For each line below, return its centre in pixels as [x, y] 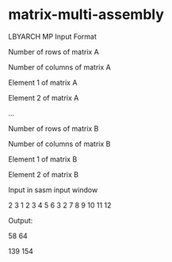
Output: [21, 220]
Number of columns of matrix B [59, 143]
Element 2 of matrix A [44, 97]
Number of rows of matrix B [54, 128]
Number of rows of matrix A [54, 51]
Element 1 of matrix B [43, 159]
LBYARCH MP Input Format [53, 36]
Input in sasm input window [53, 190]
